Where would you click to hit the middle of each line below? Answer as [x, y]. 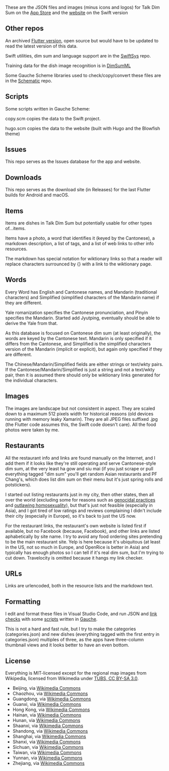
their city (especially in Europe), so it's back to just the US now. [71, 516]
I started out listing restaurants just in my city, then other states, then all [79, 494]
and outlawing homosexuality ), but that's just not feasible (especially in [79, 505]
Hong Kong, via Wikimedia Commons [51, 709]
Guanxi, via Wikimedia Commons [47, 704]
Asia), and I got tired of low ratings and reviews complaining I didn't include [83, 510]
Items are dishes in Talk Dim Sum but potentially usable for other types [79, 223]
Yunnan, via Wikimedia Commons [47, 758]
